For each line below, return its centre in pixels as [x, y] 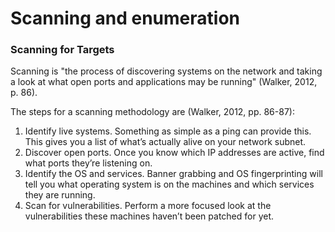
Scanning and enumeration [125, 18]
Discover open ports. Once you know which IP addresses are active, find [174, 153]
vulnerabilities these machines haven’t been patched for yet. [149, 216]
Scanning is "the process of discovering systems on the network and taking [166, 71]
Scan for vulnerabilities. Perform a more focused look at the [148, 206]
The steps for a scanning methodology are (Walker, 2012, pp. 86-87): [152, 112]
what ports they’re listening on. [88, 163]
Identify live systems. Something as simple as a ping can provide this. [168, 131]
